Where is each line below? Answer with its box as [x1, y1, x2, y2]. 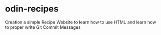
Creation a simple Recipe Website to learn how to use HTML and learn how [5, 19, 157, 25]
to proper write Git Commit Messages [5, 24, 81, 30]
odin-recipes [5, 3, 59, 14]
